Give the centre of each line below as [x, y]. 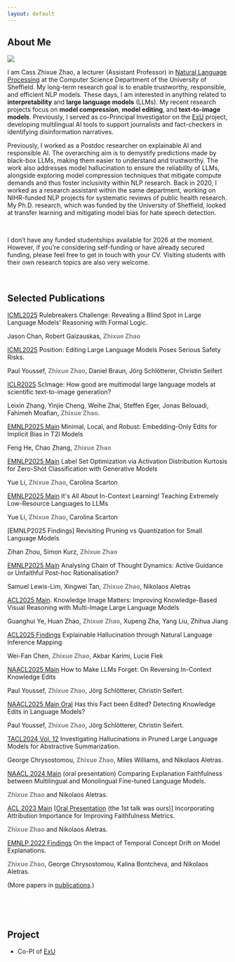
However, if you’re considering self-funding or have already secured [106, 247]
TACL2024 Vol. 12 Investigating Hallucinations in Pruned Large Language [113, 739]
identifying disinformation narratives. [60, 132]
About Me [29, 43]
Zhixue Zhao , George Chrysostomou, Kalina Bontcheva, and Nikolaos [108, 864]
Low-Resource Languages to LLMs [58, 504]
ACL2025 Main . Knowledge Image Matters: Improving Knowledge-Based [112, 600]
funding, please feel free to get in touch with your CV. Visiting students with [116, 255]
